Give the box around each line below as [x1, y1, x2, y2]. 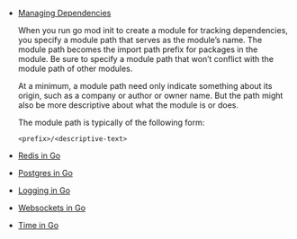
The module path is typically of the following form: [17, 117, 205, 128]
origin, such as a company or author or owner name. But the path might [17, 90, 283, 101]
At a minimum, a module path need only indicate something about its [17, 81, 273, 91]
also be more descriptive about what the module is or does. [17, 100, 238, 111]
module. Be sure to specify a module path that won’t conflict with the [17, 54, 274, 64]
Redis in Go [17, 150, 61, 161]
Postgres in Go [17, 168, 74, 178]
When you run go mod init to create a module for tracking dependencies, [17, 25, 288, 35]
